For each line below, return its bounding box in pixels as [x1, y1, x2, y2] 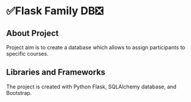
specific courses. [6, 50, 49, 57]
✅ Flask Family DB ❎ [6, 4, 103, 18]
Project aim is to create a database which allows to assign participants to [6, 44, 186, 51]
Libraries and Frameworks [6, 67, 106, 78]
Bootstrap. [6, 89, 32, 96]
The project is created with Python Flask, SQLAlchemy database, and [6, 83, 177, 90]
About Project [6, 28, 59, 38]
